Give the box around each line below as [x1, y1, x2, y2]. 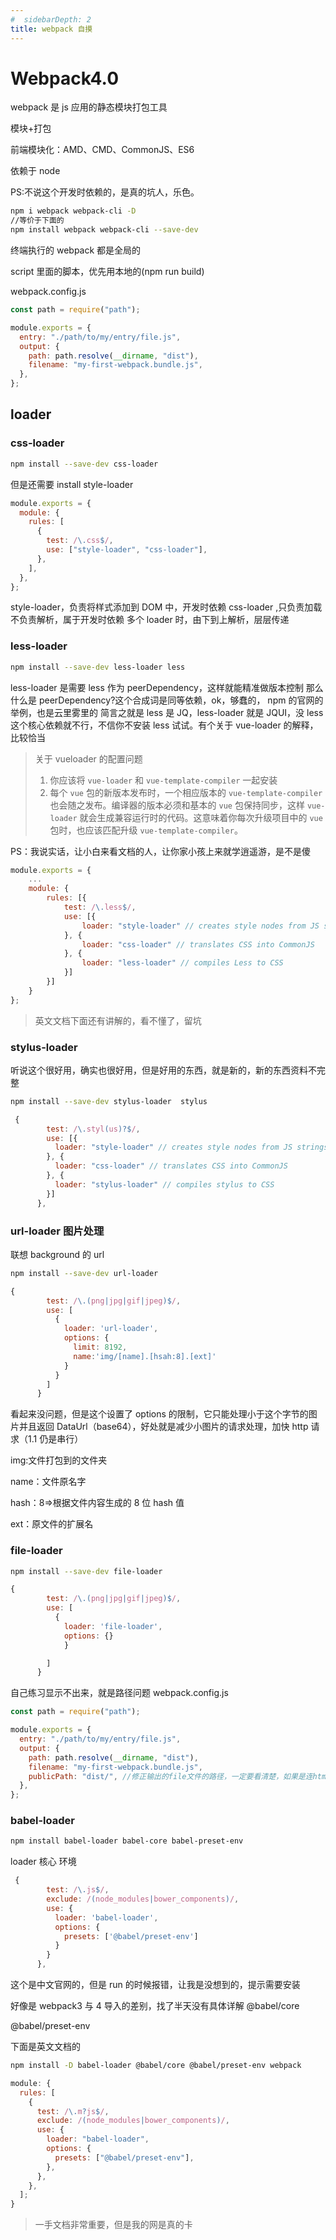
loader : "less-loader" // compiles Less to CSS [81, 958, 284, 968]
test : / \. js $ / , [46, 1885, 110, 1895]
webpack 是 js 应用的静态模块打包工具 [10, 101, 168, 113]
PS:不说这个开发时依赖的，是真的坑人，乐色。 [10, 186, 200, 198]
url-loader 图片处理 [10, 1224, 105, 1238]
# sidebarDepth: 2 [10, 14, 92, 25]
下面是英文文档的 [10, 2041, 81, 2053]
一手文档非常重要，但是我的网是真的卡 [34, 2219, 193, 2231]
